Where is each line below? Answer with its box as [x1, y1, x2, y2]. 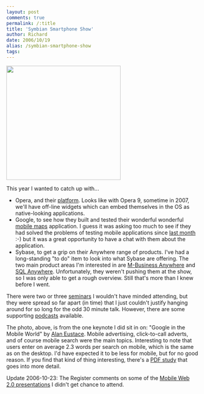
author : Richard [6, 32, 47, 38]
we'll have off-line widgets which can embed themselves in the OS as [15, 203, 190, 210]
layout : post [6, 9, 40, 15]
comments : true [6, 15, 45, 21]
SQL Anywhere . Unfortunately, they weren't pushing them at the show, [15, 267, 192, 275]
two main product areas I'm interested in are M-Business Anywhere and [15, 261, 196, 269]
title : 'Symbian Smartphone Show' [6, 26, 94, 32]
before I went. [15, 281, 51, 288]
